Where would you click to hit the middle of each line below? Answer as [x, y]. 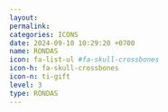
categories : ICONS [44, 34]
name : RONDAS [34, 51]
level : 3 [26, 85]
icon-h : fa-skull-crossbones [64, 69]
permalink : [30, 26]
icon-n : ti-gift [40, 77]
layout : [24, 18]
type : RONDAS [34, 93]
